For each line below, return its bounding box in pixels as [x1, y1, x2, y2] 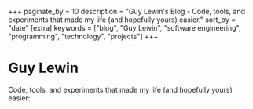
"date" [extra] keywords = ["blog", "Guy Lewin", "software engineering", [8, 24, 241, 32]
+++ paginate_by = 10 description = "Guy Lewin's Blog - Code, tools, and [8, 7, 246, 16]
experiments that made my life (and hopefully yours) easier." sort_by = [8, 15, 236, 24]
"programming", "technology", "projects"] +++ [8, 31, 159, 41]
